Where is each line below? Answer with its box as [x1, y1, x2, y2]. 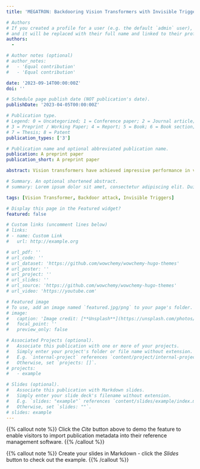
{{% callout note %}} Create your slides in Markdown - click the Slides [6, 450, 179, 457]
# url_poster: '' [6, 266, 49, 272]
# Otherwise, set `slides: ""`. [6, 404, 92, 410]
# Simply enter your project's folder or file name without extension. [6, 348, 193, 354]
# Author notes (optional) [6, 53, 73, 59]
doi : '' [6, 85, 26, 91]
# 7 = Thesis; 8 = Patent [6, 129, 70, 135]
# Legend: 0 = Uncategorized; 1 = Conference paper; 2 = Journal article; [6, 118, 196, 124]
